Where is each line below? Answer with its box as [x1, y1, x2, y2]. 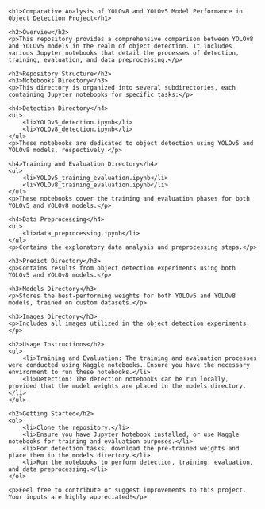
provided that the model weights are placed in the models [8, 382, 208, 390]
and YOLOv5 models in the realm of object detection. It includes [8, 42, 232, 50]
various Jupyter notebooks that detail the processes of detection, [8, 49, 240, 57]
